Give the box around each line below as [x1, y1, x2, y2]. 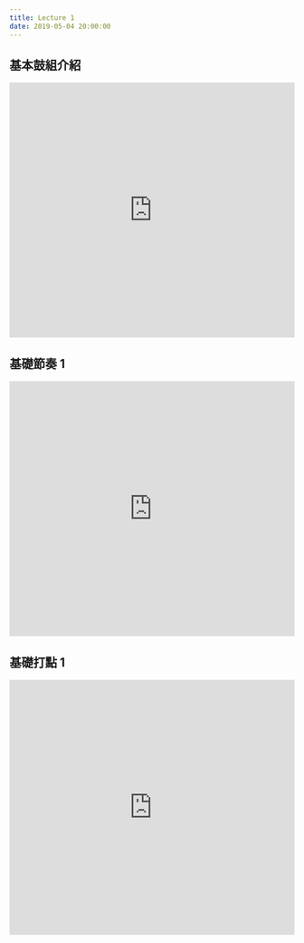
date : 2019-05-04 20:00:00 [9, 22, 111, 31]
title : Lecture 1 [9, 13, 75, 23]
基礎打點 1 [9, 655, 66, 670]
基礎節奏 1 [9, 355, 66, 372]
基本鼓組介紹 [9, 57, 81, 73]
